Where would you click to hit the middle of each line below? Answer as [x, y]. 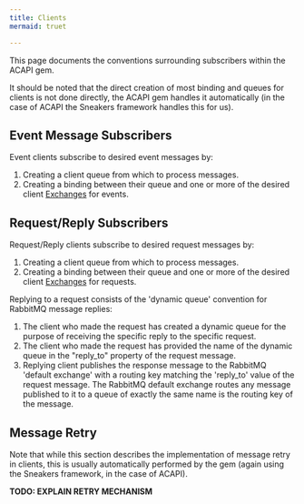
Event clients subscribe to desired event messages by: [111, 157]
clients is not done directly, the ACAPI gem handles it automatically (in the [147, 97]
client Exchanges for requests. [79, 282]
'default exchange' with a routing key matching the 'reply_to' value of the [158, 375]
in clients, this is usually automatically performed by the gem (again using [147, 464]
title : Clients [38, 18]
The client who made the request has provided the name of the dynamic [157, 346]
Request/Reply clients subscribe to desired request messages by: [132, 245]
